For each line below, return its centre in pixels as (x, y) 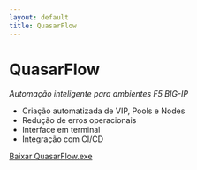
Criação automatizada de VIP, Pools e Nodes (103, 111)
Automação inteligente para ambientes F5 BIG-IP (98, 94)
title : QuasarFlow (43, 26)
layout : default (39, 17)
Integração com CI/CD (63, 139)
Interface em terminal (61, 130)
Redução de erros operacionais (79, 120)
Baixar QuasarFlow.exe (51, 157)
